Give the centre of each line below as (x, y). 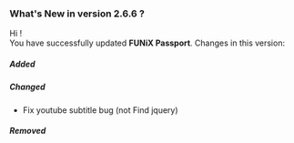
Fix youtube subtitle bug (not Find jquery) (101, 110)
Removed (28, 131)
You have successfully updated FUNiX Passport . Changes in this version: (147, 43)
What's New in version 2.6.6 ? (77, 14)
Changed (27, 87)
